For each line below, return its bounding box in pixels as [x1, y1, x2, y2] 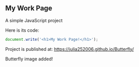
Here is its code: [5, 27, 39, 33]
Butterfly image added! [5, 55, 53, 62]
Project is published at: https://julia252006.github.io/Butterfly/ [5, 46, 134, 52]
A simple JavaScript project [5, 17, 63, 23]
